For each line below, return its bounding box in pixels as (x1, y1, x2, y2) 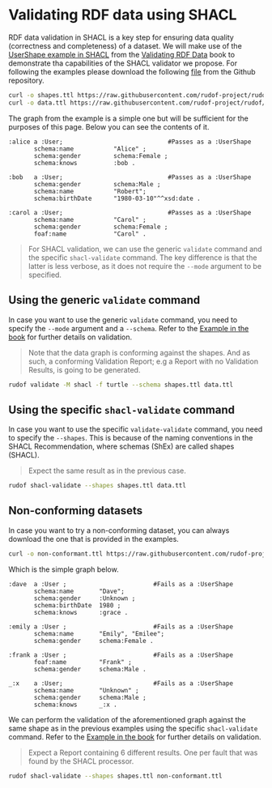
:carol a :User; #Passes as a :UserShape (8, 208, 252, 216)
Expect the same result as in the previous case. (28, 466, 186, 475)
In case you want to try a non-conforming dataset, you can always (8, 525, 230, 535)
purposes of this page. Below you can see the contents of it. (8, 121, 210, 131)
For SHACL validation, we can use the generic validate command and (28, 244, 262, 253)
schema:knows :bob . (33, 159, 136, 167)
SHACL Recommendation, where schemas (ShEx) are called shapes (8, 441, 235, 451)
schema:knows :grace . (33, 608, 129, 616)
